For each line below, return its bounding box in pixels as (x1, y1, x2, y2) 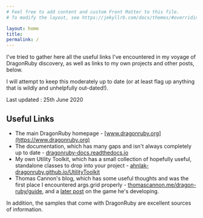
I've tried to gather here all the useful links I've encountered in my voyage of (6, 53, 196, 61)
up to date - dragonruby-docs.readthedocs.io (14, 149, 129, 156)
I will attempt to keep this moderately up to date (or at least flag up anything (6, 78, 195, 85)
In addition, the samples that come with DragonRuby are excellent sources (6, 199, 192, 206)
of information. (6, 205, 43, 213)
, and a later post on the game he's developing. (42, 187, 159, 194)
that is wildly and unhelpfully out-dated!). (6, 84, 109, 91)
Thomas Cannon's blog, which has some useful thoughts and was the (14, 174, 189, 182)
